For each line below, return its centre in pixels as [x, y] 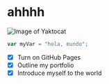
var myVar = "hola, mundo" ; [48, 44]
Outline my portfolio [45, 65]
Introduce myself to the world [59, 73]
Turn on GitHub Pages [49, 57]
